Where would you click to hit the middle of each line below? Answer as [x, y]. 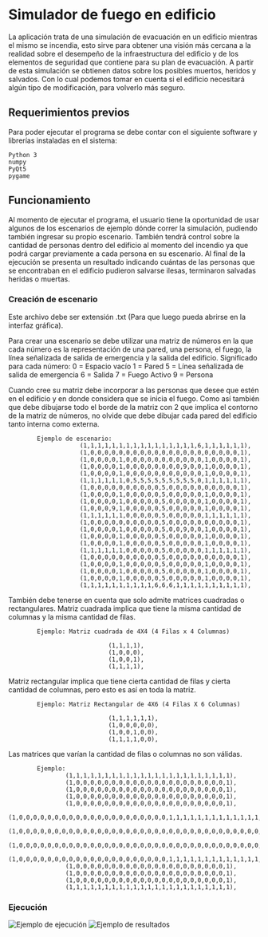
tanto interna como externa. [54, 423]
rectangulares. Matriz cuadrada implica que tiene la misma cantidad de [125, 608]
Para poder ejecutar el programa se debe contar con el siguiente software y [133, 132]
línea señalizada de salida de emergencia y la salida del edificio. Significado [133, 357]
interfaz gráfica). [36, 325]
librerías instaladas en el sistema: [63, 140]
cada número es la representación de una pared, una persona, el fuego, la [130, 349]
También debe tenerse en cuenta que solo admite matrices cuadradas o [126, 600]
